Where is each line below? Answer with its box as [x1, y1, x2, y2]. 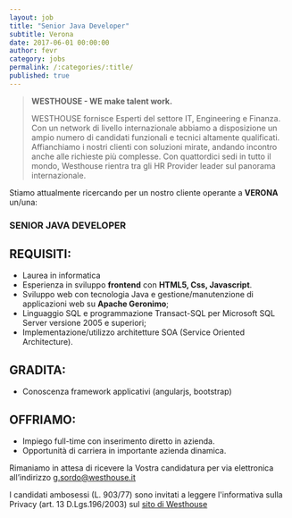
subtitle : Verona [9, 29, 74, 38]
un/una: [9, 196, 38, 207]
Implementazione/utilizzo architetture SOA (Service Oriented [21, 327, 246, 338]
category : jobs [9, 54, 66, 63]
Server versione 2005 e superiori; [21, 318, 147, 329]
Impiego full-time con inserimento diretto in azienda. [21, 436, 215, 447]
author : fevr [9, 46, 58, 55]
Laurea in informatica [21, 270, 101, 281]
